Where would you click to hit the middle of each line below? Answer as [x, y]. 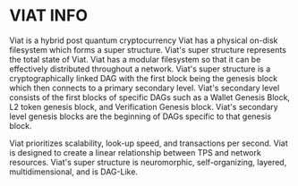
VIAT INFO [48, 16]
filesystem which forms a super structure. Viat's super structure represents [148, 49]
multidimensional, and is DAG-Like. [74, 172]
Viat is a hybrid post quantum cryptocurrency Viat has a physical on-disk [144, 40]
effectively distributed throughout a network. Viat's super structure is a [140, 69]
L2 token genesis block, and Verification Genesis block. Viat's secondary [144, 106]
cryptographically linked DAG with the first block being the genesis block [144, 78]
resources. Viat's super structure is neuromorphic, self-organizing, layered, [148, 162]
